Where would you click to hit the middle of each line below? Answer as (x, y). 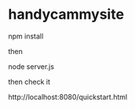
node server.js (31, 66)
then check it (29, 82)
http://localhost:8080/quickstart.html (68, 96)
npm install (26, 36)
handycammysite (66, 15)
